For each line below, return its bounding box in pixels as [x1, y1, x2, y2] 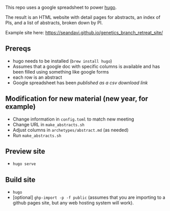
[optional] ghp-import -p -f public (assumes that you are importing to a [12, 194, 165, 201]
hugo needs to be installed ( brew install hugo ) [12, 58, 112, 64]
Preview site [5, 147, 45, 156]
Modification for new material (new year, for [5, 95, 149, 103]
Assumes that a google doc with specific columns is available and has [12, 63, 160, 69]
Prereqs [5, 44, 31, 53]
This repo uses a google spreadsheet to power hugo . [5, 5, 117, 10]
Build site [5, 175, 36, 184]
